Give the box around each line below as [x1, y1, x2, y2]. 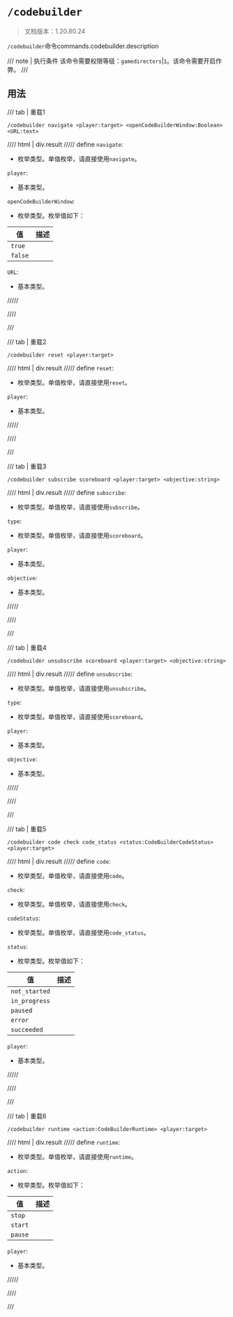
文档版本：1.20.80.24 [24, 27, 86, 35]
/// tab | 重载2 [7, 338, 47, 346]
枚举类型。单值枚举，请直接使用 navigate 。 [17, 154, 141, 163]
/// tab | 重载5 [7, 824, 47, 833]
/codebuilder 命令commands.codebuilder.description [7, 41, 159, 50]
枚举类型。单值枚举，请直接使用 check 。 [17, 900, 131, 908]
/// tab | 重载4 [7, 643, 47, 652]
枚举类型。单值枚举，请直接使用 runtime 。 [17, 1152, 137, 1160]
